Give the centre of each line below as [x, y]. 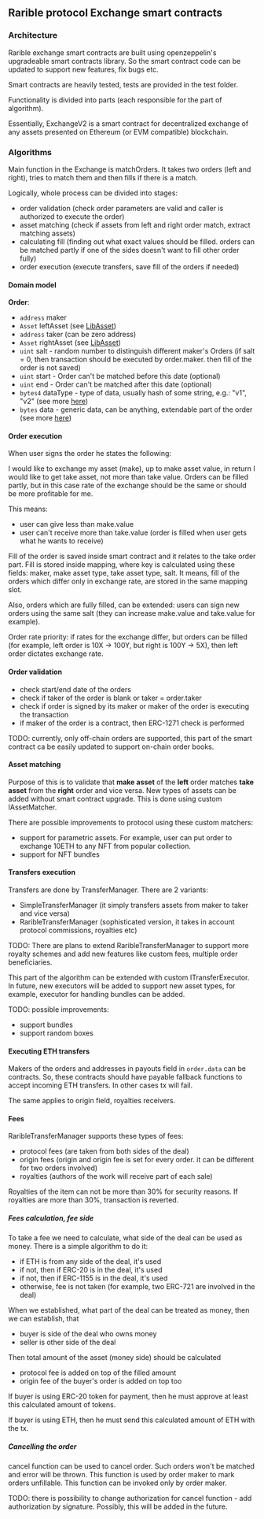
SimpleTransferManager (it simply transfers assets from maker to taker [134, 905]
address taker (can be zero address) [78, 335]
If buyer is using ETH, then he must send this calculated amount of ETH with [132, 1420]
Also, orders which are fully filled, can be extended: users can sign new [124, 605]
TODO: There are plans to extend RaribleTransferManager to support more [128, 945]
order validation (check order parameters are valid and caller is [121, 208]
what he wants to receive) [61, 541]
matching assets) [48, 233]
